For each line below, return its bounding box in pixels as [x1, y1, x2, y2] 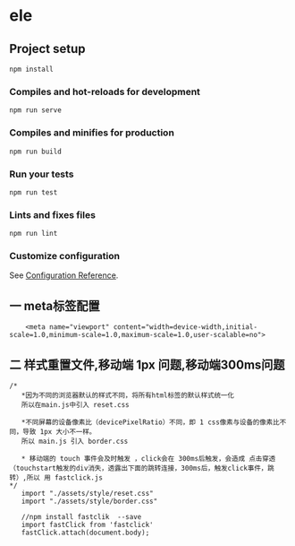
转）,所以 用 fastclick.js [9, 473, 103, 482]
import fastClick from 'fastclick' [21, 521, 154, 530]
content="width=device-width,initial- [113, 323, 257, 332]
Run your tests [9, 168, 74, 180]
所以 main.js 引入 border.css [21, 437, 129, 446]
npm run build [9, 147, 63, 156]
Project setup [9, 41, 87, 56]
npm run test [9, 187, 58, 197]
